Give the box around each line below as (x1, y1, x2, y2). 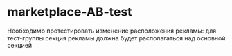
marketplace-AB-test (7, 4, 133, 20)
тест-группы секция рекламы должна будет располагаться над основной (7, 33, 226, 42)
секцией (7, 41, 33, 49)
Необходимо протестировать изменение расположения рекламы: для (7, 27, 217, 35)
